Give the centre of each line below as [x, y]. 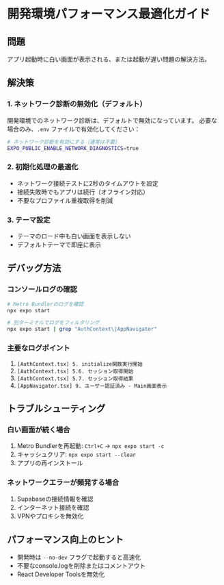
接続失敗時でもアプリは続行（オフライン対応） [83, 192]
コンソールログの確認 [42, 290]
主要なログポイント [39, 348]
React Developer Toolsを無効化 [61, 574]
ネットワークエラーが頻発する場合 [63, 482]
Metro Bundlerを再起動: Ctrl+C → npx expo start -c [90, 446]
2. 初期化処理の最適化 [43, 167]
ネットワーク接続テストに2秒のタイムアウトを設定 [88, 183]
